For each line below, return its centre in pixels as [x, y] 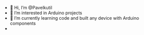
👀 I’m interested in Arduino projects [46, 13]
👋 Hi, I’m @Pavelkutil [31, 8]
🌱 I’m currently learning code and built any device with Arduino [74, 18]
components [23, 23]
